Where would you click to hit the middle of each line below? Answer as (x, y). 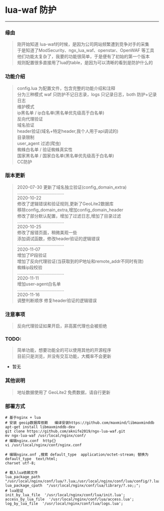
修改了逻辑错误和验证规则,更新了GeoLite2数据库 (65, 203)
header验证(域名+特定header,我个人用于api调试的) (68, 131)
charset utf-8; (20, 463)
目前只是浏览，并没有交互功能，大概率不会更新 (64, 356)
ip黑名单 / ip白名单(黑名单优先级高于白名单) (61, 113)
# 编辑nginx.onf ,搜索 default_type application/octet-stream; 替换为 (77, 455)
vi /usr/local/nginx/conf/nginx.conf (43, 445)
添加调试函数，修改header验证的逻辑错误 (58, 239)
